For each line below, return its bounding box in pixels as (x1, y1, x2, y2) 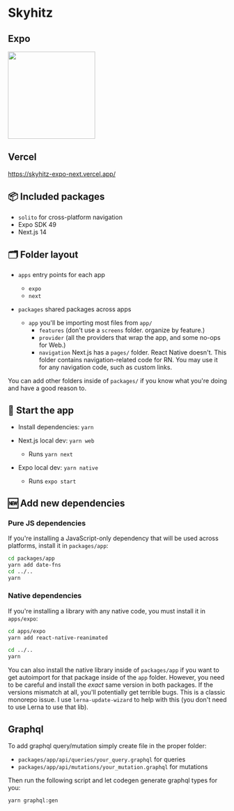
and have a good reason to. (8, 384, 87, 392)
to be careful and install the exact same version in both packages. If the (8, 680, 214, 689)
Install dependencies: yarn (17, 423, 94, 431)
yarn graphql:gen (8, 797, 58, 804)
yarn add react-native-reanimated (8, 634, 109, 641)
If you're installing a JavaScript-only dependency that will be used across (8, 534, 219, 542)
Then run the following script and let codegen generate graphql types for (8, 776, 218, 784)
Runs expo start (28, 477, 77, 486)
